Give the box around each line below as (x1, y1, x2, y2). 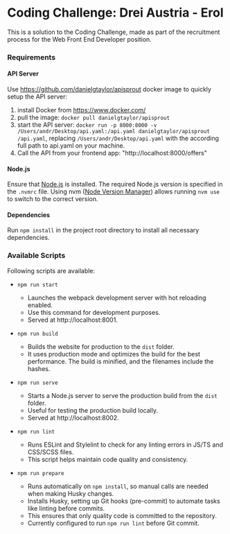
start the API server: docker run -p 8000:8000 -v (17, 121, 157, 129)
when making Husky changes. (27, 489, 114, 497)
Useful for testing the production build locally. (27, 406, 158, 414)
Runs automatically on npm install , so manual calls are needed (27, 482, 209, 490)
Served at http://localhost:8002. (27, 413, 119, 422)
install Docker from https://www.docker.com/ (17, 106, 146, 114)
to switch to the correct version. (7, 195, 98, 203)
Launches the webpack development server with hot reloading (27, 293, 206, 302)
